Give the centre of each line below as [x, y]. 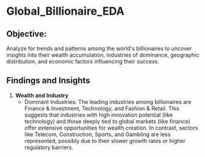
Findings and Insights [48, 81]
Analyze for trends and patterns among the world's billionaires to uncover [99, 48]
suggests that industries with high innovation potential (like [99, 115]
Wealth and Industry [42, 95]
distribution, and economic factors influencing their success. [83, 61]
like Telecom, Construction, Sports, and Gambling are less [98, 134]
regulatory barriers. [49, 147]
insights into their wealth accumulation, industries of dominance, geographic [103, 55]
